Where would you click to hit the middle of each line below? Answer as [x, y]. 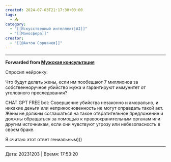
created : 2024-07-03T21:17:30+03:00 [44, 10]
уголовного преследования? [36, 92]
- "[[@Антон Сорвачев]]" [36, 43]
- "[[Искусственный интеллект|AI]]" [49, 29]
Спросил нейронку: [27, 72]
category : [16, 24]
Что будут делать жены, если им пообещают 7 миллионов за [72, 82]
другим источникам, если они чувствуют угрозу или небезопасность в [83, 124]
